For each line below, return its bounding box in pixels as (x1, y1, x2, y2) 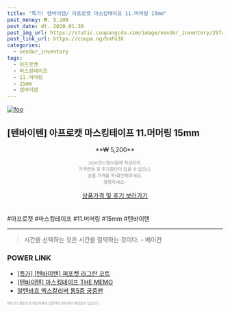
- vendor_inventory (13, 49, 69, 56)
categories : (7, 42, 41, 49)
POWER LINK (7, 253, 51, 263)
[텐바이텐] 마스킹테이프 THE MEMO (16, 278, 113, 287)
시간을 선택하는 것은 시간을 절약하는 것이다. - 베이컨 (23, 235, 162, 243)
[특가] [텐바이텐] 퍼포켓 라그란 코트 (16, 269, 111, 278)
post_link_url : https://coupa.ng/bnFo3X (7, 36, 125, 43)
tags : (7, 55, 23, 62)
